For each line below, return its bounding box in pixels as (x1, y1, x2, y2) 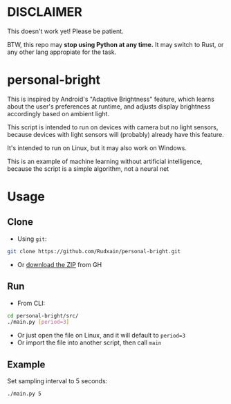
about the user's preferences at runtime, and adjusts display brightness (7, 102, 211, 111)
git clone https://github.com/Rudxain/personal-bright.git (7, 248, 181, 255)
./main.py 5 (7, 390, 41, 398)
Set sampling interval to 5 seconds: (7, 377, 108, 385)
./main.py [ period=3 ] (7, 319, 70, 326)
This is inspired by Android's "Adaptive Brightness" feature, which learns (7, 95, 214, 103)
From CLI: (17, 299, 46, 307)
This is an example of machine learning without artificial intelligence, (7, 157, 203, 165)
